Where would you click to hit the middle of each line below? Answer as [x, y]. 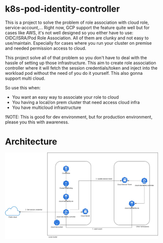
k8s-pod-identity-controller [63, 9]
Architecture [31, 142]
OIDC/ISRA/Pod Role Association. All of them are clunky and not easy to [77, 38]
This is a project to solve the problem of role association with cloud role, [77, 22]
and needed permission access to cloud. [46, 48]
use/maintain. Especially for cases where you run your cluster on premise [78, 43]
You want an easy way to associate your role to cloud [65, 97]
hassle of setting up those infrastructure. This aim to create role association [81, 63]
